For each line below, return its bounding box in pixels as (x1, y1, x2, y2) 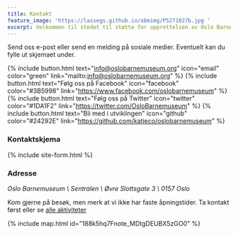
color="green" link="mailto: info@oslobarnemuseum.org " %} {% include (7, 71, 217, 80)
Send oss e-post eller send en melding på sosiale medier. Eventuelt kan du (7, 43, 225, 52)
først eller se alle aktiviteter (7, 205, 87, 214)
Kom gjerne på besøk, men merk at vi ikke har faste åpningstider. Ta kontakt (7, 197, 229, 206)
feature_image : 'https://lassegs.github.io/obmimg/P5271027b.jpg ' (7, 17, 211, 24)
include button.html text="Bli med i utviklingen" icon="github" (7, 109, 188, 117)
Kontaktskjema (7, 134, 61, 144)
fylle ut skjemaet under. (7, 50, 76, 59)
